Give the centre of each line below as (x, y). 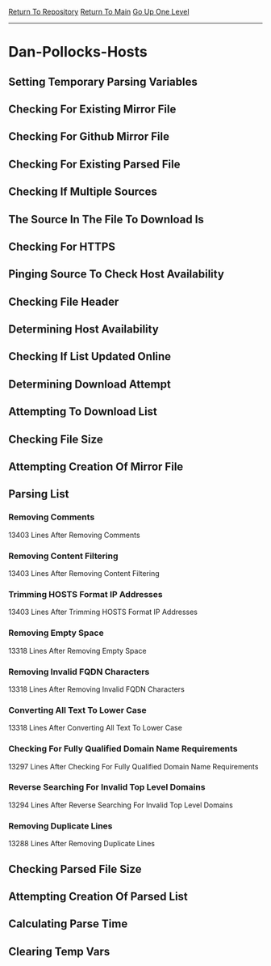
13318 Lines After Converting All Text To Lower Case (96, 728)
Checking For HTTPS (62, 246)
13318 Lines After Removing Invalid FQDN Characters (97, 689)
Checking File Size (56, 439)
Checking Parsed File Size (75, 869)
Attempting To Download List (83, 412)
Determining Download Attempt (90, 384)
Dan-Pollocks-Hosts (78, 52)
